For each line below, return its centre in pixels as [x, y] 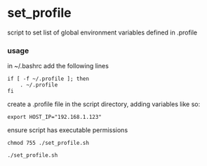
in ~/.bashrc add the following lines [58, 66]
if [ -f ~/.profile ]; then [48, 79]
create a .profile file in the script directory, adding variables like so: [104, 104]
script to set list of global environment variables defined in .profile [102, 32]
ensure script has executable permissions [68, 130]
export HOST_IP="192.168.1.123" [54, 117]
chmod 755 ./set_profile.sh [48, 143]
